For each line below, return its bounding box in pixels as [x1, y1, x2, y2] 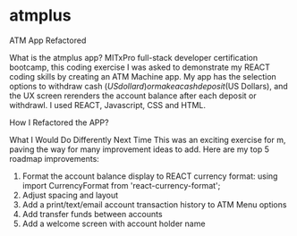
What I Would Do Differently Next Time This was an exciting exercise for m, [9, 134, 286, 145]
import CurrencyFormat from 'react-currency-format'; [21, 180, 221, 190]
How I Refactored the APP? [9, 117, 109, 128]
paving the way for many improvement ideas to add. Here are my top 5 [9, 144, 270, 155]
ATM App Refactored [9, 35, 87, 46]
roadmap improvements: [9, 153, 100, 164]
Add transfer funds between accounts [21, 208, 163, 219]
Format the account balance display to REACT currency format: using [21, 171, 278, 181]
